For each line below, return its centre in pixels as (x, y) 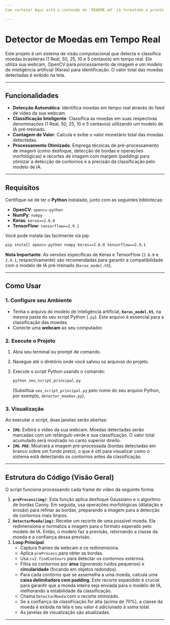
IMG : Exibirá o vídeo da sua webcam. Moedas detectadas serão (78, 430)
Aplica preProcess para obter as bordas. (62, 553)
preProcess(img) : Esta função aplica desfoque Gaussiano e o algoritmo (87, 499)
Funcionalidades (32, 95)
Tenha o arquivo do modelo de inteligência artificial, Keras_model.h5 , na (87, 311)
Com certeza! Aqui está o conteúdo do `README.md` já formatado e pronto (85, 10)
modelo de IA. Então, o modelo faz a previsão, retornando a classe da (85, 532)
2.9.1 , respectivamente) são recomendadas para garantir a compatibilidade (84, 260)
